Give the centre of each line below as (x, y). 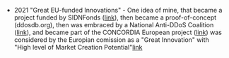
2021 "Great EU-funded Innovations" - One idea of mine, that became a (118, 10)
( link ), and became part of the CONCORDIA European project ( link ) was (118, 32)
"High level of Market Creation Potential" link (78, 47)
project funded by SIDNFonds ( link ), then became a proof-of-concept (115, 17)
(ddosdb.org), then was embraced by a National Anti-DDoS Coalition (114, 25)
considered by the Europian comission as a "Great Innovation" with (112, 40)
